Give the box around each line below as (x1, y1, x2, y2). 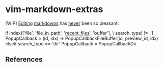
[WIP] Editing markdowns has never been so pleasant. (5, 20, 119, 26)
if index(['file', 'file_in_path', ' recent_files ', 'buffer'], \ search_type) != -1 (5, 30, 154, 36)
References (5, 55, 43, 64)
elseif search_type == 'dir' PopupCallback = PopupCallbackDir (5, 40, 137, 46)
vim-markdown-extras (5, 4, 103, 15)
